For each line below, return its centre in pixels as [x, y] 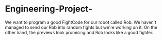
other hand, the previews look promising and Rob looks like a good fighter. [79, 32]
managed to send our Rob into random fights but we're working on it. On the [81, 27]
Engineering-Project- [49, 9]
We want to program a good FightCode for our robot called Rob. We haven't [81, 22]
